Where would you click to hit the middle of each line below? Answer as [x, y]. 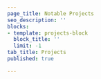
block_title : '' [37, 39]
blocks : [18, 26]
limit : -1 [27, 46]
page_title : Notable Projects [51, 14]
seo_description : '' [37, 20]
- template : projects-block [48, 33]
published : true [30, 59]
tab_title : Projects [37, 53]
